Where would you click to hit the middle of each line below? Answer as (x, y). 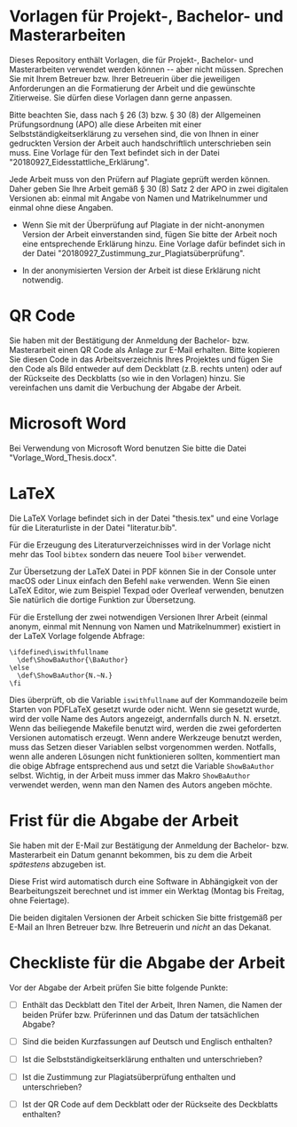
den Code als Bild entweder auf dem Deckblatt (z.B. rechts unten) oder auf (146, 368)
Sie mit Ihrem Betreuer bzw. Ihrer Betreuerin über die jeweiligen (125, 78)
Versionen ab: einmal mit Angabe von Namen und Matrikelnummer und (138, 198)
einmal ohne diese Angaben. (61, 207)
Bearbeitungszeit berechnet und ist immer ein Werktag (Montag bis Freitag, (147, 891)
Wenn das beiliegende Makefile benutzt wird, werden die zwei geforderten (145, 728)
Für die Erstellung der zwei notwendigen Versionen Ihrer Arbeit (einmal (138, 617)
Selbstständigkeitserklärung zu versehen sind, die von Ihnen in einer (134, 133)
